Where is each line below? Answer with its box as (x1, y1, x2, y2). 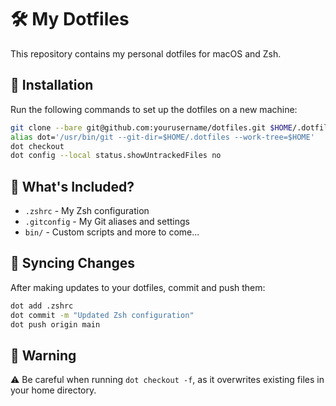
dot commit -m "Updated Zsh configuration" (10, 310, 195, 320)
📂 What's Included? (10, 178, 135, 195)
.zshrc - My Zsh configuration (24, 205, 150, 217)
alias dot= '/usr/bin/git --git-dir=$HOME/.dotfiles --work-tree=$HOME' (10, 132, 315, 142)
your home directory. (10, 384, 97, 396)
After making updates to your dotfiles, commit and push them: (10, 281, 266, 293)
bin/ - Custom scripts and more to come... (24, 226, 200, 238)
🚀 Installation (10, 77, 94, 94)
